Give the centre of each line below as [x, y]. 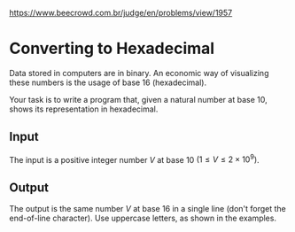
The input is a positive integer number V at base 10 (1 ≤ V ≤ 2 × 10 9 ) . [134, 159]
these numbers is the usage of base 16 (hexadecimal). [108, 82]
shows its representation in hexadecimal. [84, 109]
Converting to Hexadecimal [112, 49]
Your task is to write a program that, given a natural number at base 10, [138, 99]
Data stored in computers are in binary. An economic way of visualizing [139, 73]
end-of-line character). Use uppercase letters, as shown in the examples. [143, 218]
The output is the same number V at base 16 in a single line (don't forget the [147, 209]
